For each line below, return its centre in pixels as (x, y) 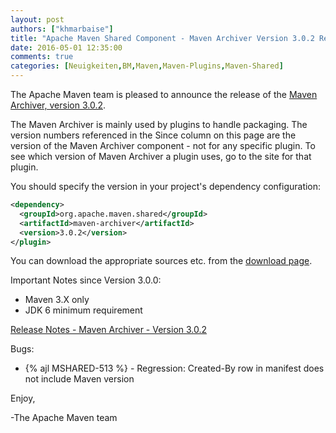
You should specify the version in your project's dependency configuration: (166, 186)
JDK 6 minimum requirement (83, 310)
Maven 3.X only (57, 300)
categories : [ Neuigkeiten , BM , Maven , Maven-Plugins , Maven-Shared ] (147, 66)
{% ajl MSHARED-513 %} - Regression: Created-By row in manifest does (174, 368)
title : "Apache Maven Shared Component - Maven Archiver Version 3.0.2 (162, 38)
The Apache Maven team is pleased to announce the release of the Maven (164, 94)
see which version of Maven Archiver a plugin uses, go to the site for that (161, 156)
